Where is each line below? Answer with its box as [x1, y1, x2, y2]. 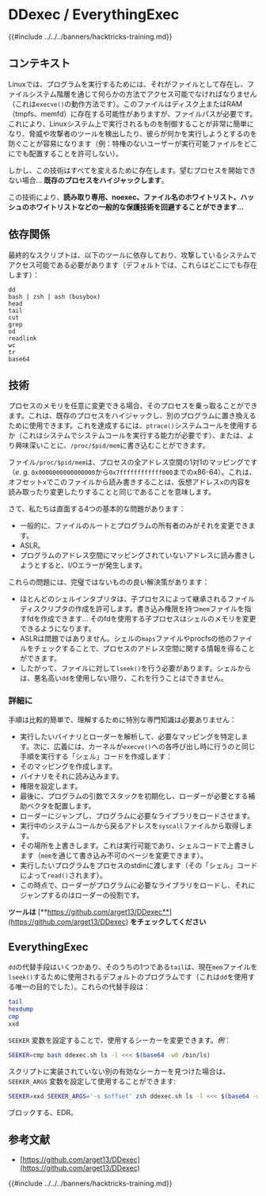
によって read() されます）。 [19, 870, 107, 880]
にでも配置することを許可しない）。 [8, 148, 123, 158]
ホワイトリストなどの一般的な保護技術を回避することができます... [28, 202, 245, 212]
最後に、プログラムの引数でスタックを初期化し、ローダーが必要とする [19, 791, 249, 801]
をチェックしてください [130, 917, 207, 927]
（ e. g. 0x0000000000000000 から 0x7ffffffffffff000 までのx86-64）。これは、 [8, 468, 256, 477]
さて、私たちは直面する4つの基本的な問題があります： [8, 504, 186, 514]
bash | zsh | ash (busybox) [8, 292, 101, 300]
